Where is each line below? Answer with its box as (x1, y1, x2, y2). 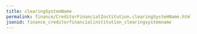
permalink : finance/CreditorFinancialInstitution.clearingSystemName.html (6, 14, 193, 20)
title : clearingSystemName (6, 8, 72, 14)
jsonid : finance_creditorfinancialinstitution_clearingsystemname (6, 19, 172, 25)
